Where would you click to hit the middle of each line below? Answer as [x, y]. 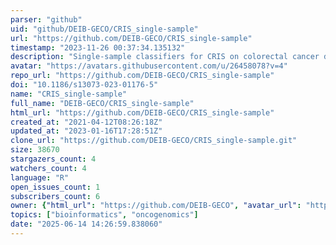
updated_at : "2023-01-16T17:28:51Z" [86, 131]
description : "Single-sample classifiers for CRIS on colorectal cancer [165, 57]
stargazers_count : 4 [53, 159]
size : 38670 [35, 150]
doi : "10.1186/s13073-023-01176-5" [84, 85]
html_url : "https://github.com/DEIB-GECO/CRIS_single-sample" [142, 112]
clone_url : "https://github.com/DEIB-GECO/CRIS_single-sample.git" [154, 141]
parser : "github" [46, 19]
